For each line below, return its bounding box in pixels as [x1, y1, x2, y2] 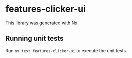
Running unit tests [5, 34, 64, 43]
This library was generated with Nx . [5, 20, 79, 26]
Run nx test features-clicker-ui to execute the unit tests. [5, 47, 127, 53]
